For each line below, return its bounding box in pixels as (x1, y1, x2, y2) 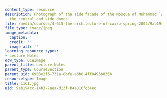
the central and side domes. (9, 16, 70, 21)
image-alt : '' (9, 44, 39, 49)
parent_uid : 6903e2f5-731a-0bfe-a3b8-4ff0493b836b (5, 72, 112, 77)
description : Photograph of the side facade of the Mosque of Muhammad (5, 12, 157, 17)
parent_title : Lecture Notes (5, 62, 66, 67)
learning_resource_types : (5, 49, 59, 53)
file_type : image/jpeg (5, 26, 52, 31)
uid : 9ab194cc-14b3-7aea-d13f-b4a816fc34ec (5, 85, 97, 91)
